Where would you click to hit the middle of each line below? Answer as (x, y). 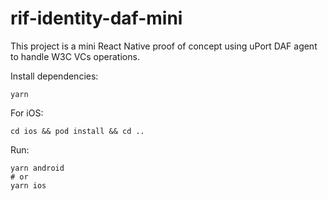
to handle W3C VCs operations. (75, 56)
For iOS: (27, 113)
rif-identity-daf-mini (96, 18)
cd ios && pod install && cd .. (77, 131)
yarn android (37, 168)
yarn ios (28, 185)
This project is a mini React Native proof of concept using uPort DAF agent (164, 46)
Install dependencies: (54, 76)
